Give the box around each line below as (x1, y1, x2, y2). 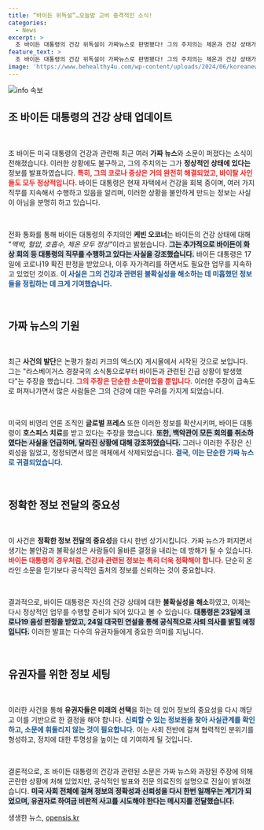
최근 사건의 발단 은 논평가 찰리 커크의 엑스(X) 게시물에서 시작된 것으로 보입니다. (8, 357, 248, 366)
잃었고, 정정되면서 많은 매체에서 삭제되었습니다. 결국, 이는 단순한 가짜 (28, 448, 240, 458)
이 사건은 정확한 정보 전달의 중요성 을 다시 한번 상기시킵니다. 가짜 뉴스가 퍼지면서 (8, 536, 253, 546)
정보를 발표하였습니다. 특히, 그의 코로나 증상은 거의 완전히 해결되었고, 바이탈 (8, 168, 239, 177)
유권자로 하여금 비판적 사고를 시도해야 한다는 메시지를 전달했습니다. (31, 796, 235, 806)
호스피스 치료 (22, 428, 63, 438)
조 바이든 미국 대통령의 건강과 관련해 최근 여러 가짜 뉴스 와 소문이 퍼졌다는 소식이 (8, 148, 253, 157)
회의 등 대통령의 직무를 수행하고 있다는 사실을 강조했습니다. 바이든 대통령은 (16, 249, 244, 258)
